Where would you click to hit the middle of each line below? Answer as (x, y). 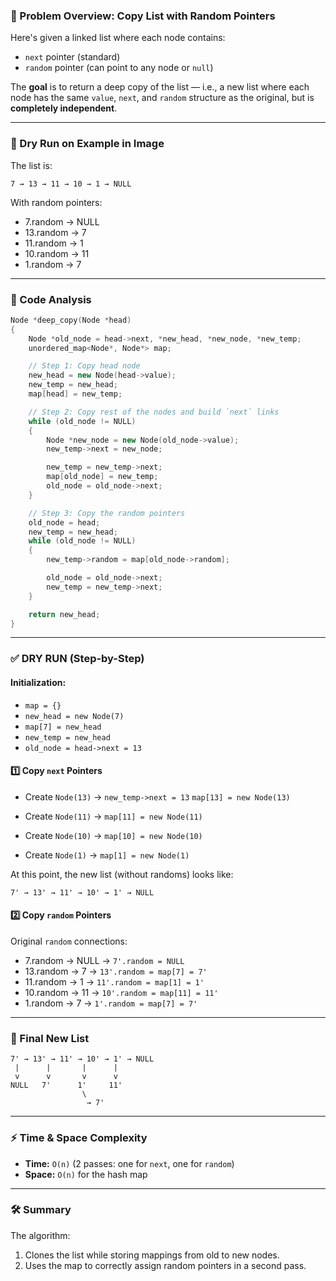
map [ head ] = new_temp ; (75, 394)
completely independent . (64, 108)
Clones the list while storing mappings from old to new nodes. (152, 1255)
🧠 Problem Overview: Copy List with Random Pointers (143, 16)
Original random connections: (69, 941)
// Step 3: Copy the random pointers (107, 513)
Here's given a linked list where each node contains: (118, 38)
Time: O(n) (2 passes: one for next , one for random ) (129, 1163)
